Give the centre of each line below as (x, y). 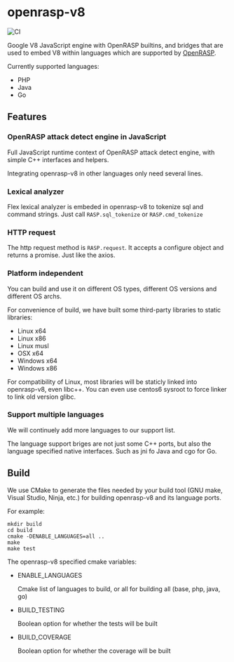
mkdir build (25, 524)
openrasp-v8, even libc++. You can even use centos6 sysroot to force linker (117, 389)
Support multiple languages (56, 415)
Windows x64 (37, 360)
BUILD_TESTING (41, 610)
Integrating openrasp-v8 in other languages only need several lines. (105, 173)
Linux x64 (32, 331)
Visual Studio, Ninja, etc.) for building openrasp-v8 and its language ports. (115, 497)
